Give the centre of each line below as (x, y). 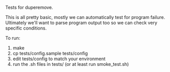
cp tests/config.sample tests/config (50, 53)
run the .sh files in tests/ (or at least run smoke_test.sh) (71, 64)
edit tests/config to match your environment (59, 59)
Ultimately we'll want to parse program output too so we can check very (81, 23)
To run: (13, 38)
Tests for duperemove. (29, 7)
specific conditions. (26, 28)
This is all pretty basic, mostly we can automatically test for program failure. (85, 17)
